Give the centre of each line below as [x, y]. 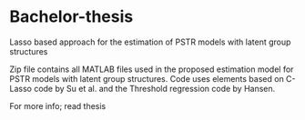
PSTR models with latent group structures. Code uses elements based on [147, 78]
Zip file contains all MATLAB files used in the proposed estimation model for [152, 69]
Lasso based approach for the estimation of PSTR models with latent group [150, 42]
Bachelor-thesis [71, 17]
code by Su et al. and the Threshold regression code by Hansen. [154, 88]
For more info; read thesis [58, 105]
